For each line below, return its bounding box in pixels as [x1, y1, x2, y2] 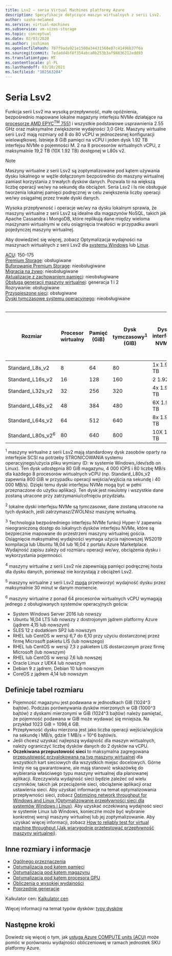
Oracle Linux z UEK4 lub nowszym [12, 660, 86, 666]
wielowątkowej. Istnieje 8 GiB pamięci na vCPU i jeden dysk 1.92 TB [5, 136, 148, 143]
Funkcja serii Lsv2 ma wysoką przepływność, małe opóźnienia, [5, 108, 138, 114]
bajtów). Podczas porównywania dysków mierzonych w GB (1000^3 [12, 705, 156, 711]
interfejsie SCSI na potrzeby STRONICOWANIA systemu [5, 454, 123, 461]
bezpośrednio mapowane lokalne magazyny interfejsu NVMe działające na [5, 114, 163, 120]
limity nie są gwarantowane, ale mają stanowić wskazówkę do [12, 765, 144, 771]
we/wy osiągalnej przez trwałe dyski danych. [5, 194, 100, 201]
